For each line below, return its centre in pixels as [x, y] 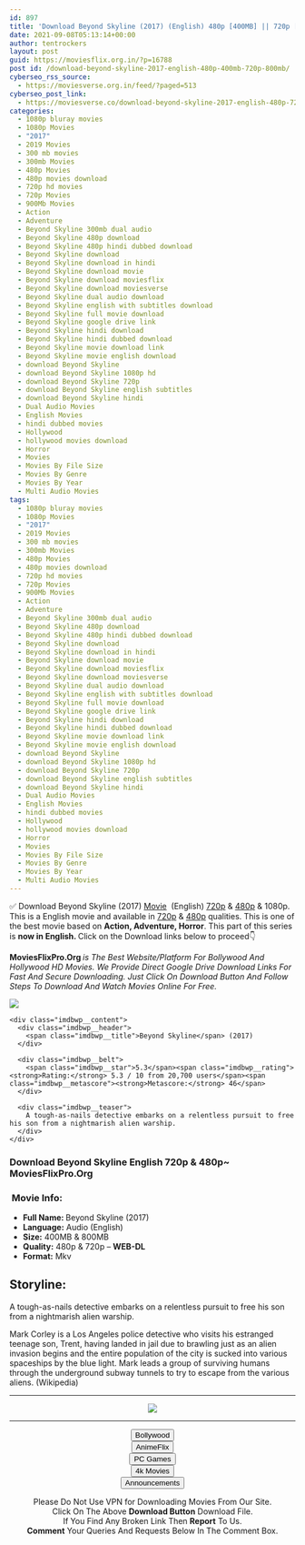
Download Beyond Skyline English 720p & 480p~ [119, 1162]
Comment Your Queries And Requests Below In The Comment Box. [152, 1530]
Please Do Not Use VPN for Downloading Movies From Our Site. [152, 1501]
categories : [32, 111]
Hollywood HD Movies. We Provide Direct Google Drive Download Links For [151, 967]
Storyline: [38, 1284]
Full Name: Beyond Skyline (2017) [86, 1218]
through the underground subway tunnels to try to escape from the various [149, 1372]
